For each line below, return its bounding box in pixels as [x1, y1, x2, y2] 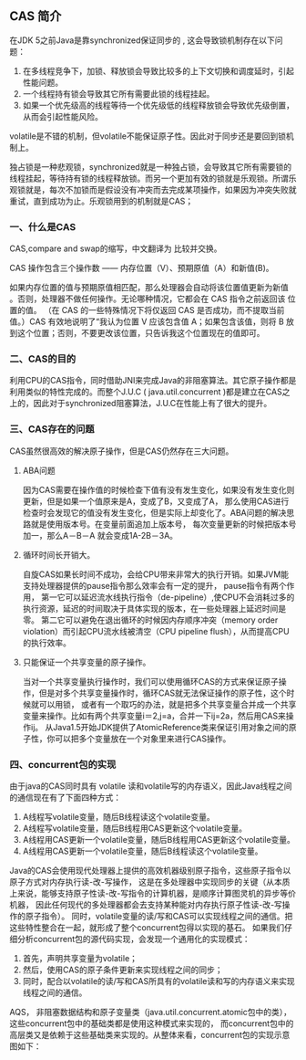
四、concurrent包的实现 [9, 758, 117, 771]
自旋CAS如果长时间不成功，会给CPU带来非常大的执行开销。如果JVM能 [22, 569, 290, 580]
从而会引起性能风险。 [22, 110, 103, 121]
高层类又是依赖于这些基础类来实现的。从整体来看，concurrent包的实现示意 [9, 1030, 291, 1040]
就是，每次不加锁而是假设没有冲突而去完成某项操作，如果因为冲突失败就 [25, 184, 297, 194]
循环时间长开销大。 [22, 549, 96, 560]
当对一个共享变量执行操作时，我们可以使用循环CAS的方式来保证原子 [22, 676, 280, 687]
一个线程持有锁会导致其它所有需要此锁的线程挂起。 [22, 88, 215, 99]
